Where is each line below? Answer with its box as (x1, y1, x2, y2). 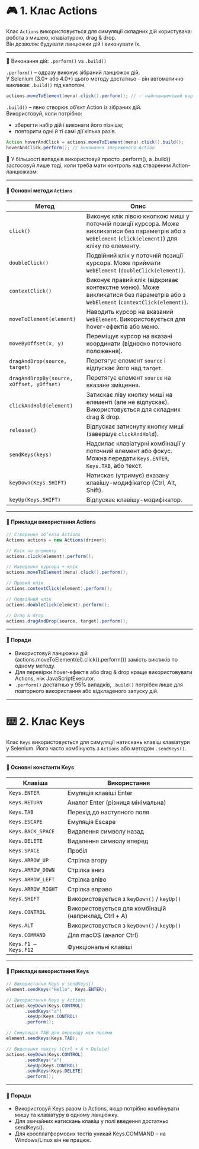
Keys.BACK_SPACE (9, 828, 55, 835)
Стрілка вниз (67, 865, 105, 874)
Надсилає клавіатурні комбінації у (86, 439, 185, 447)
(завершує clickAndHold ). (86, 429, 159, 438)
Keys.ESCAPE (9, 818, 43, 825)
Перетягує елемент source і (86, 356, 166, 364)
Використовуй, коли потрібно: (6, 110, 82, 117)
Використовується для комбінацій (67, 904, 166, 912)
